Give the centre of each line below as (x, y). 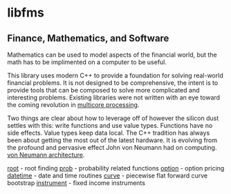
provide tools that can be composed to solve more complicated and (103, 90)
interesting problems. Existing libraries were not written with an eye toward (113, 97)
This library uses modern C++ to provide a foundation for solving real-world (115, 75)
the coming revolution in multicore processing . (73, 105)
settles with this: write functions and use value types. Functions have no (110, 125)
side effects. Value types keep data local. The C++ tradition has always (109, 133)
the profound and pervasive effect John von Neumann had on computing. (112, 147)
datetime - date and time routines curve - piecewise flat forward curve (108, 175)
